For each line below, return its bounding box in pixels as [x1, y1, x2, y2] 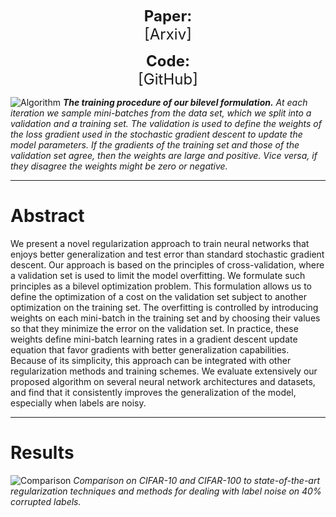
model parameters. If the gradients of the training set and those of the [10, 139, 300, 151]
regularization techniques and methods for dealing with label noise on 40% [10, 485, 322, 497]
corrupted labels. [10, 495, 82, 507]
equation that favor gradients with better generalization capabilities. [10, 343, 290, 356]
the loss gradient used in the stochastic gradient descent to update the [10, 128, 303, 140]
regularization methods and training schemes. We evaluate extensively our [10, 365, 318, 377]
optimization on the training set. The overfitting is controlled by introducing [10, 301, 319, 313]
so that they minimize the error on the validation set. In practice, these [10, 322, 299, 334]
